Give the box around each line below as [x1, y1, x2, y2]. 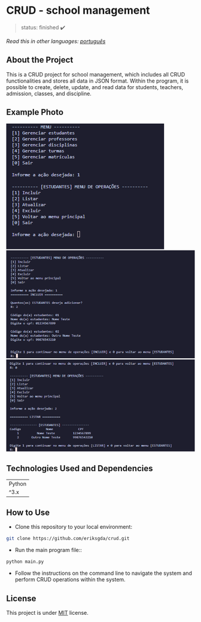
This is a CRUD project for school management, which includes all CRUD [6, 71, 185, 78]
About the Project [6, 55, 74, 65]
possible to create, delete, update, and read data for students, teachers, [6, 83, 184, 90]
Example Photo [6, 107, 64, 117]
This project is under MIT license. [6, 609, 89, 617]
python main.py [6, 559, 44, 565]
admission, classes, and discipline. [6, 90, 92, 97]
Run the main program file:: [14, 547, 83, 554]
